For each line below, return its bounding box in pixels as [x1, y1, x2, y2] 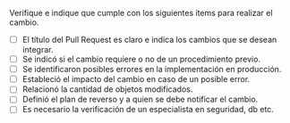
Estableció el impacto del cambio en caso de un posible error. [21, 74, 251, 85]
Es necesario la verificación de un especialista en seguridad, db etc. [21, 104, 275, 115]
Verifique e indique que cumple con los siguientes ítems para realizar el [9, 8, 273, 18]
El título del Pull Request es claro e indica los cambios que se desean [21, 35, 277, 45]
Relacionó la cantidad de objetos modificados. [21, 84, 193, 94]
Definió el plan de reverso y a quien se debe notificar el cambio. [21, 94, 259, 105]
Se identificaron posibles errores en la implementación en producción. [21, 64, 282, 75]
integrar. [21, 45, 54, 55]
